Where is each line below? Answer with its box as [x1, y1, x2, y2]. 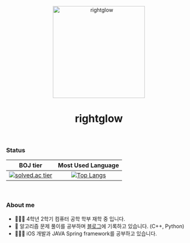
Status [6, 146, 25, 154]
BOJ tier [19, 161, 42, 169]
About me [6, 201, 35, 209]
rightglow [74, 112, 124, 125]
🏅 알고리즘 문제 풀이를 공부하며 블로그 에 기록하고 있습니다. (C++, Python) [14, 222, 185, 229]
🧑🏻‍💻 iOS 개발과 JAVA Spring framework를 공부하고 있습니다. [14, 229, 157, 237]
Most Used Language [58, 161, 119, 169]
